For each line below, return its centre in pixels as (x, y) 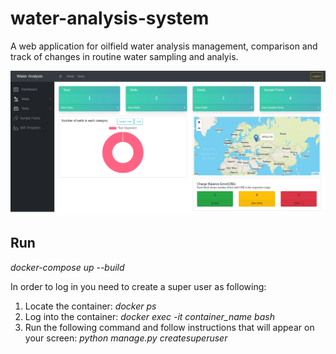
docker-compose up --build (67, 267)
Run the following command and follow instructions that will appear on (169, 327)
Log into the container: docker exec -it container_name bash (149, 316)
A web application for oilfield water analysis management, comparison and (164, 46)
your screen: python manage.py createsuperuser (126, 338)
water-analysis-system (110, 18)
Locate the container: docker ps (90, 306)
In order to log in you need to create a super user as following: (138, 286)
